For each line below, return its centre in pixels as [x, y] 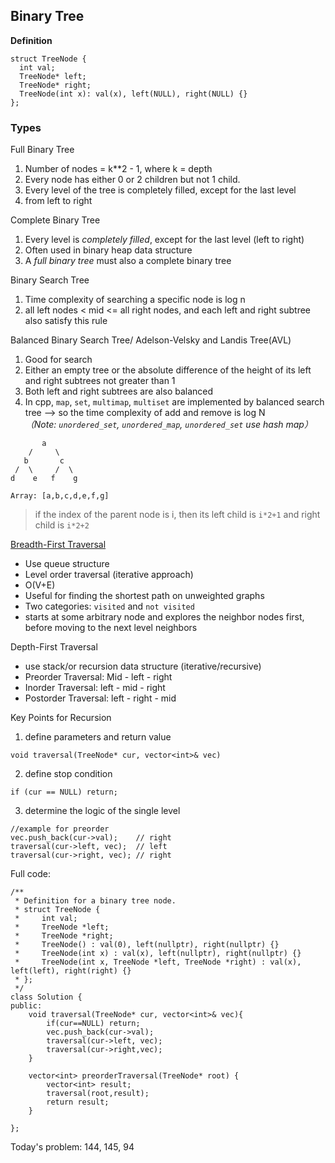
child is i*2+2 [62, 525]
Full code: [30, 874]
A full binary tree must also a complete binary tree [128, 261]
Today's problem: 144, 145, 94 [72, 1147]
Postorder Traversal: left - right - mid [100, 698]
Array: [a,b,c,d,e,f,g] [60, 496]
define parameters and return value [98, 737]
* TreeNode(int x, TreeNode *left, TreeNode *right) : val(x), [158, 962]
